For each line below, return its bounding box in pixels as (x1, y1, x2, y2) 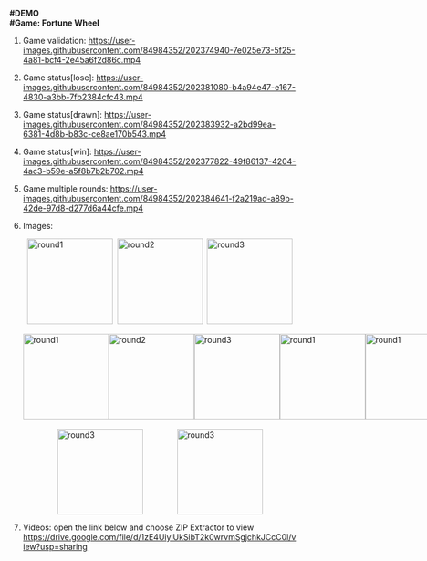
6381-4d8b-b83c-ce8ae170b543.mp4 (22, 129, 167, 140)
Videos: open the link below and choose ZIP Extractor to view (22, 522, 255, 533)
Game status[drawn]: (22, 109, 103, 119)
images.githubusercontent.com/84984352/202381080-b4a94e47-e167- (22, 82, 297, 92)
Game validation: (22, 36, 87, 46)
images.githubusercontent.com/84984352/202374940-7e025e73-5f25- (22, 45, 296, 56)
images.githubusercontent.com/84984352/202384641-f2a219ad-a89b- (22, 193, 294, 203)
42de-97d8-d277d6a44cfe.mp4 (22, 203, 144, 213)
